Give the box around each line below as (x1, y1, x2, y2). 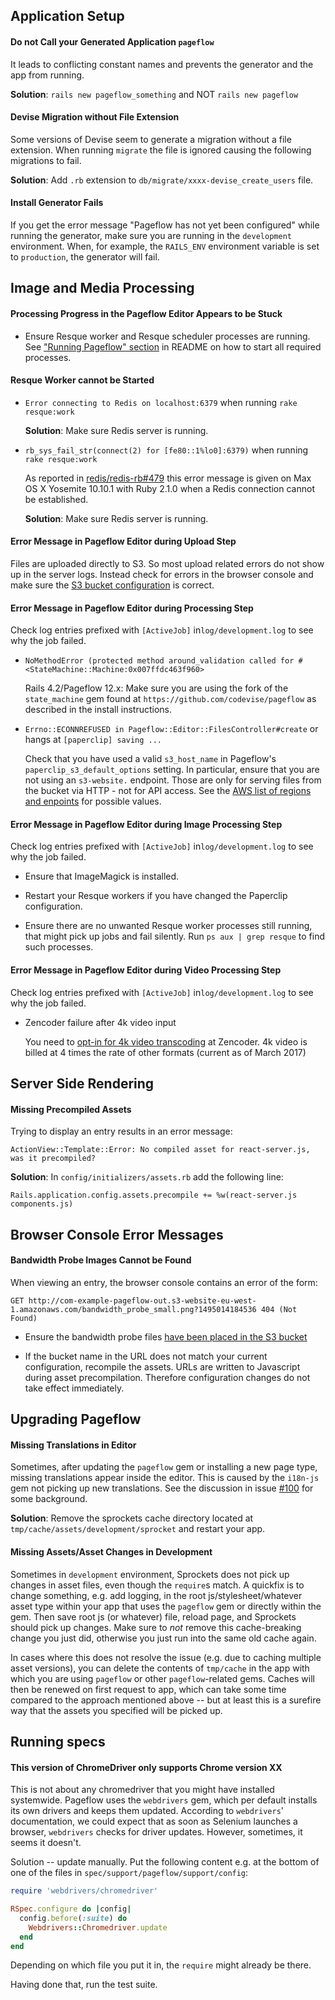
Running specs (10, 1733, 106, 1750)
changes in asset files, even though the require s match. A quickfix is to (10, 1579, 305, 1591)
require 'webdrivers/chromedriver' (10, 1886, 159, 1896)
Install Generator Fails (10, 197, 104, 209)
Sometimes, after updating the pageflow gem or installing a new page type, (10, 1461, 318, 1473)
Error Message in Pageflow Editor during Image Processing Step (10, 818, 283, 830)
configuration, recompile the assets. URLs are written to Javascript (24, 1360, 301, 1373)
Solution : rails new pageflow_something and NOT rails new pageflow (10, 88, 299, 100)
